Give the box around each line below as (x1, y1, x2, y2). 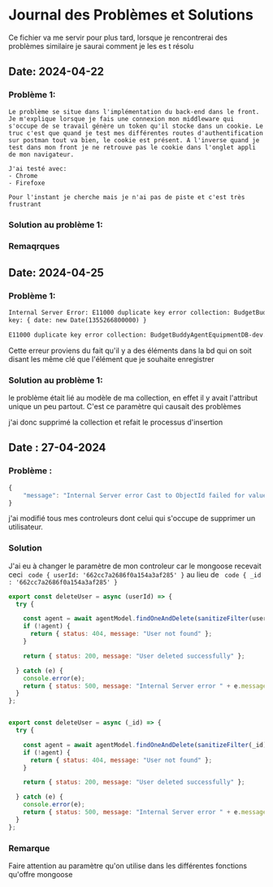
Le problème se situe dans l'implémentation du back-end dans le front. (8, 107, 260, 115)
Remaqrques (8, 241, 60, 252)
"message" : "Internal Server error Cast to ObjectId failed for (23, 491, 245, 499)
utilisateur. (8, 522, 43, 532)
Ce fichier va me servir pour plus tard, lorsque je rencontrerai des (8, 33, 227, 42)
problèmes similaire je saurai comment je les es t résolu (8, 41, 194, 50)
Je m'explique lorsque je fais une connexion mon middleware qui (8, 115, 234, 123)
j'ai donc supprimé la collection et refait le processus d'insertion (8, 417, 223, 428)
